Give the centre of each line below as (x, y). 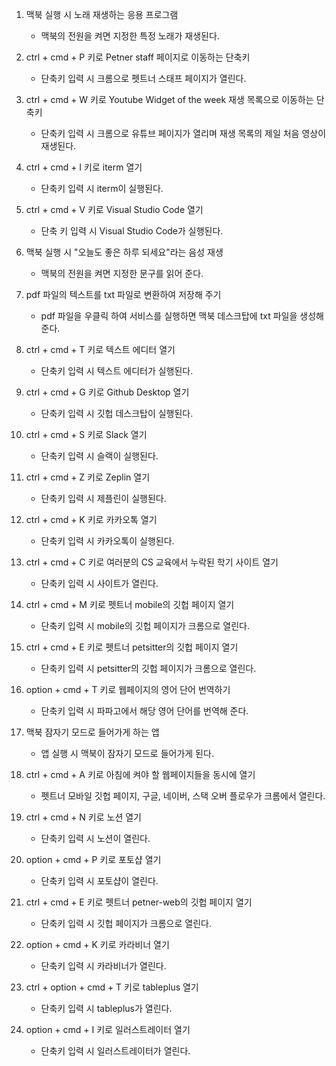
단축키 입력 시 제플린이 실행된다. (103, 498)
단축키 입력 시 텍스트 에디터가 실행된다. (117, 371)
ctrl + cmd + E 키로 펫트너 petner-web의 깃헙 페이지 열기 (139, 902)
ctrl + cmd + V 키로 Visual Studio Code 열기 (114, 209)
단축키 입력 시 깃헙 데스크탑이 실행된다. (117, 413)
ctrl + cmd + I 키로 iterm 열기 (84, 167)
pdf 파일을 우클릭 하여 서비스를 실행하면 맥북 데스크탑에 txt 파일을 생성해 (182, 316)
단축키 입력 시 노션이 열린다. (95, 838)
